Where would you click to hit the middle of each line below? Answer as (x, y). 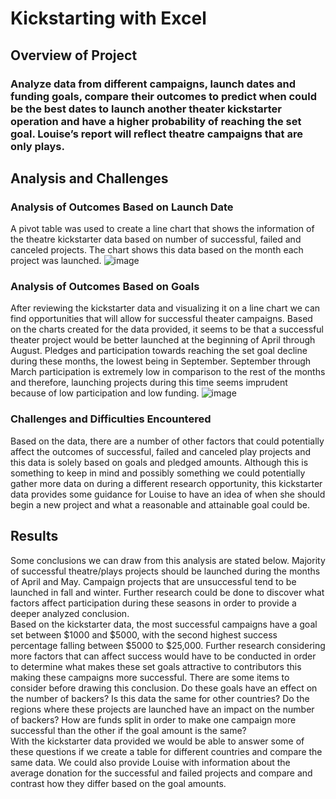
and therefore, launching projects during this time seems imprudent (149, 383)
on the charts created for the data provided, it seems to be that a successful (167, 329)
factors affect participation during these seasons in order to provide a (153, 603)
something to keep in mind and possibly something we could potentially (158, 473)
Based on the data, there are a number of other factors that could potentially (167, 441)
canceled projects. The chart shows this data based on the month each (157, 250)
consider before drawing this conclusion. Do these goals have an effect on (164, 688)
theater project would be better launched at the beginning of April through (163, 340)
